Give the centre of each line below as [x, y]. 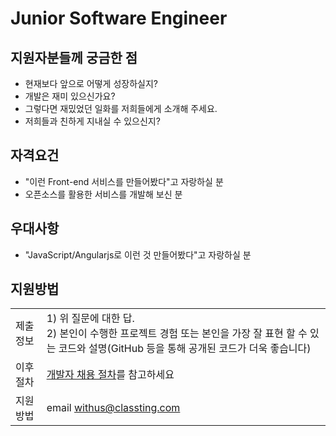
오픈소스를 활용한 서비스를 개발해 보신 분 [103, 194]
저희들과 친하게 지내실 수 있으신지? [92, 121]
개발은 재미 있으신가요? [70, 96]
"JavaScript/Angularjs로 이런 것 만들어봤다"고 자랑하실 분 [138, 254]
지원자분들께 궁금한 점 [74, 57]
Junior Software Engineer [119, 18]
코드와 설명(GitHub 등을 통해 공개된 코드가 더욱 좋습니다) [185, 349]
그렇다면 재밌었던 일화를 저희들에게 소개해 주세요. [121, 108]
